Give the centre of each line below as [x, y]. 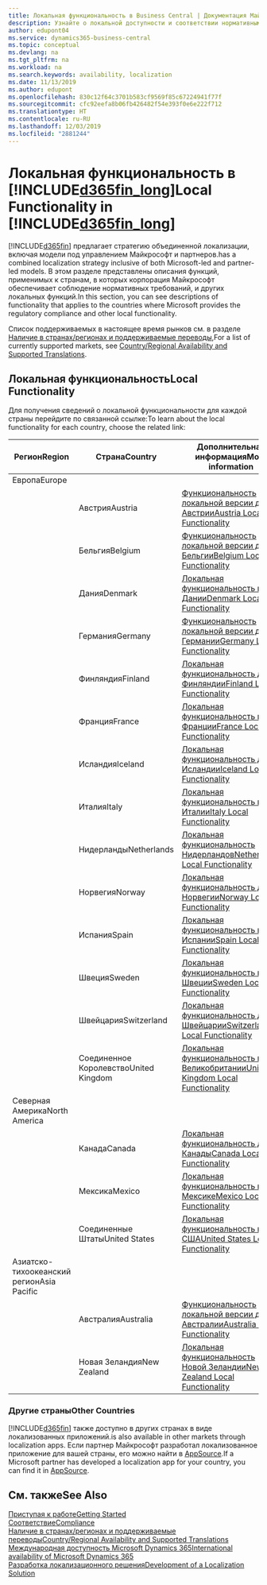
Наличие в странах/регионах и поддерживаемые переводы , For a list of [130, 337]
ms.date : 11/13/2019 [43, 82]
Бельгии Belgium [213, 555]
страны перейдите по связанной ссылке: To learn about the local [116, 419]
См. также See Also [58, 1496]
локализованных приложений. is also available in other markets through [127, 1436]
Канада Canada [107, 1149]
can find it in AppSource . [49, 1470]
